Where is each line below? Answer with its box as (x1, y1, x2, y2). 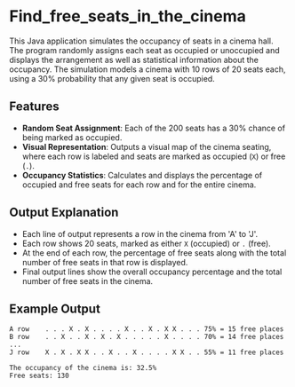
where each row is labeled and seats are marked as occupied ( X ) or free (21, 151, 286, 162)
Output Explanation (9, 205, 119, 220)
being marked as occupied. (21, 131, 123, 143)
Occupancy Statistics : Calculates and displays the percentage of (21, 170, 263, 180)
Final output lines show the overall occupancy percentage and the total (21, 266, 283, 277)
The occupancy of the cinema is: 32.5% (9, 364, 157, 373)
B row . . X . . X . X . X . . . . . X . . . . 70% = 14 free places (9, 333, 284, 342)
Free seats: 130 (9, 371, 69, 381)
